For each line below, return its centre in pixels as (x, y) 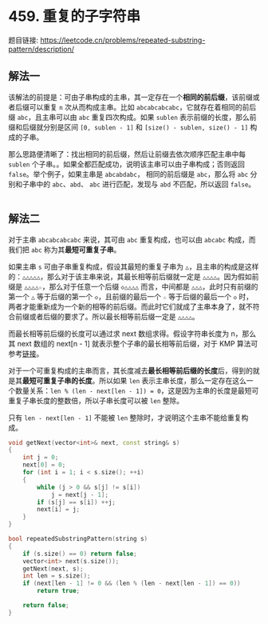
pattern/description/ (41, 49)
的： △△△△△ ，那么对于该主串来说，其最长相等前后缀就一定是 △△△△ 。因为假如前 (134, 276)
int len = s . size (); (57, 576)
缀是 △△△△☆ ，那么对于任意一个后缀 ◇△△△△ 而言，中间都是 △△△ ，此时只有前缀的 (133, 286)
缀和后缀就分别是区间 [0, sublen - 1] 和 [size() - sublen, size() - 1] (128, 127)
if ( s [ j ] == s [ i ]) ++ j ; (76, 502)
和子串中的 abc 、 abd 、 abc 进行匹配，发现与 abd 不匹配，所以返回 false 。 (135, 184)
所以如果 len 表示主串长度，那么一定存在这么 (173, 380)
